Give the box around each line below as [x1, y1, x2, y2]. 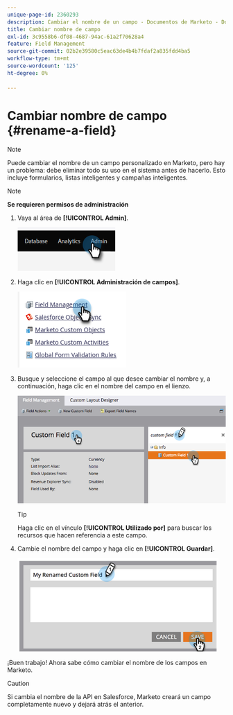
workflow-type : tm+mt [7, 55, 70, 62]
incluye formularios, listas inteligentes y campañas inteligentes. [7, 173, 189, 182]
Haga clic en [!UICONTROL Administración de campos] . [17, 278, 180, 286]
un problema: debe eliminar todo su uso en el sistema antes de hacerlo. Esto [7, 166, 226, 175]
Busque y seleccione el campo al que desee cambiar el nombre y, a [17, 374, 211, 383]
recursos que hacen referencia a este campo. [17, 531, 148, 540]
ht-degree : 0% [7, 69, 49, 76]
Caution [7, 680, 30, 688]
